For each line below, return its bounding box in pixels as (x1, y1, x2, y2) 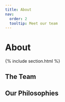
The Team (5, 72, 37, 81)
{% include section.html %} (5, 58, 61, 64)
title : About (5, 7, 32, 12)
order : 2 (9, 16, 27, 21)
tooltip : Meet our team (9, 21, 58, 26)
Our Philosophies (5, 89, 59, 97)
